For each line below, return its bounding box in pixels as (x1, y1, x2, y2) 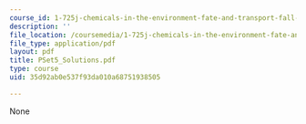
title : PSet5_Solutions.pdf (9, 56, 117, 65)
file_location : (9, 30, 67, 39)
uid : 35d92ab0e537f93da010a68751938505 (9, 73, 161, 82)
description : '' (9, 22, 71, 31)
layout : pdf (9, 47, 55, 57)
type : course (9, 65, 59, 74)
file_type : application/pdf (9, 38, 117, 48)
